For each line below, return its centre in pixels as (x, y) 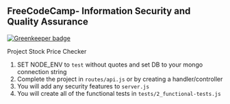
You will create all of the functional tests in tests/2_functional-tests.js (119, 93)
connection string (42, 71)
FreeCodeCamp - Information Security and (99, 11)
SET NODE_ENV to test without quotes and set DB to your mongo (110, 65)
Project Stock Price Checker (47, 51)
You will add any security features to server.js (83, 86)
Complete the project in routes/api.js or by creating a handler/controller (120, 79)
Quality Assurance (48, 22)
